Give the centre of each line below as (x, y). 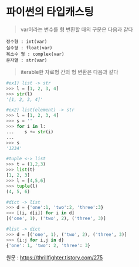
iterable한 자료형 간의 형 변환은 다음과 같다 (69, 72)
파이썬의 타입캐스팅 (50, 12)
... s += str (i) (30, 132)
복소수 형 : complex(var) (35, 54)
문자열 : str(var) (27, 60)
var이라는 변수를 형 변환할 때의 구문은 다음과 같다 (77, 29)
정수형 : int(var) (27, 42)
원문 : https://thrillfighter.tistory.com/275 (55, 257)
